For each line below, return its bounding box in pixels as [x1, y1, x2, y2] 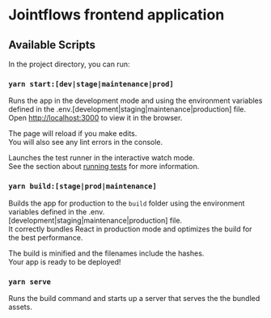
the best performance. [8, 232, 83, 242]
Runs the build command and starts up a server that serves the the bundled [8, 293, 260, 303]
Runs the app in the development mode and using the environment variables [8, 95, 263, 106]
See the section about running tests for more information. [8, 162, 200, 172]
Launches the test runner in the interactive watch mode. [8, 153, 196, 163]
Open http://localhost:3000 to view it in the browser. [8, 113, 183, 123]
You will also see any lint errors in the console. [8, 138, 163, 147]
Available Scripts [8, 38, 95, 52]
